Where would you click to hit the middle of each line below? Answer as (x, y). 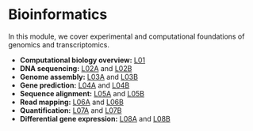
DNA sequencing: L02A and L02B (76, 68)
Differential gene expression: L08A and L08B (95, 118)
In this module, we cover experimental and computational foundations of (126, 36)
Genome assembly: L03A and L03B (79, 77)
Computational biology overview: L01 (82, 60)
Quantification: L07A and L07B (71, 110)
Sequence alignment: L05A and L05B (82, 93)
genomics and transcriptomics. (59, 44)
